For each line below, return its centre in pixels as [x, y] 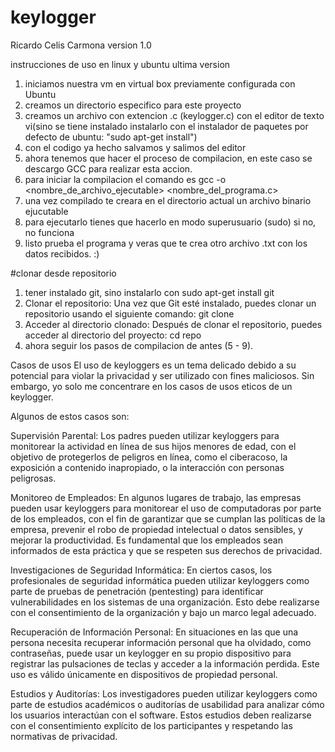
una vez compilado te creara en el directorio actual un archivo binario [168, 200]
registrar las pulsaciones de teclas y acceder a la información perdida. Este [165, 663]
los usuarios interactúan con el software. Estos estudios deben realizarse [161, 715]
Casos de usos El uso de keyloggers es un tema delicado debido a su [153, 365]
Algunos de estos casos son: [70, 416]
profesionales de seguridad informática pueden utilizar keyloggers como [160, 580]
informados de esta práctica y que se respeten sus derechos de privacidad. [166, 550]
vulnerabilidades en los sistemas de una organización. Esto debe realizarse [165, 602]
